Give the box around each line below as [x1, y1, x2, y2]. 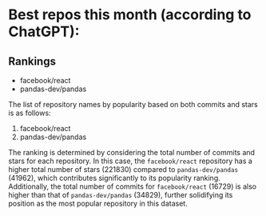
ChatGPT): [8, 22, 80, 41]
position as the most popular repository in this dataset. [8, 198, 188, 208]
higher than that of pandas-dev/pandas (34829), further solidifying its [8, 190, 233, 199]
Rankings [8, 54, 56, 68]
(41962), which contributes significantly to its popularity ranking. [8, 174, 221, 182]
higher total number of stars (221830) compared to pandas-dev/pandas [8, 165, 238, 174]
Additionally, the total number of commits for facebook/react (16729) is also [8, 182, 257, 191]
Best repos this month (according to [8, 6, 252, 24]
